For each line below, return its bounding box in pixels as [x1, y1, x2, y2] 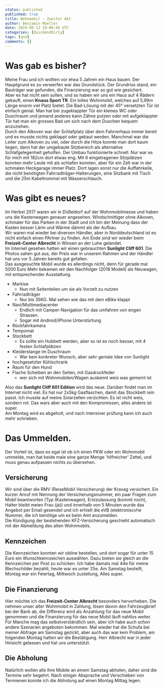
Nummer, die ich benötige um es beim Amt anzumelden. [5, 512, 118, 518]
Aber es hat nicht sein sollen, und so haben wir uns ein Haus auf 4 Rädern [5, 92, 155, 98]
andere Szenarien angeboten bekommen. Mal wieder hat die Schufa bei [5, 624, 150, 630]
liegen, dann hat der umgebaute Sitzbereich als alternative [5, 144, 123, 150]
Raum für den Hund [12, 364, 52, 370]
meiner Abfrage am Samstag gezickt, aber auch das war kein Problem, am [5, 630, 155, 635]
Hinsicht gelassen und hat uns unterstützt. [5, 640, 91, 645]
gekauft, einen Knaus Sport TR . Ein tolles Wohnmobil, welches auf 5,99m [5, 97, 153, 103]
